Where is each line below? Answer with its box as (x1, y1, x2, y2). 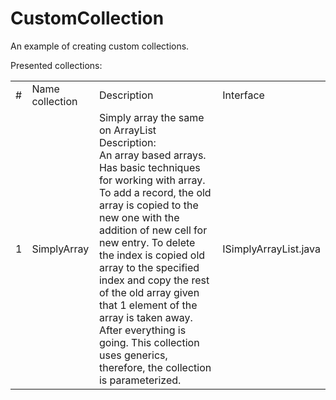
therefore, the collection (98, 360, 212, 374)
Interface (222, 88, 265, 102)
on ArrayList (98, 123, 157, 137)
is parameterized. (98, 373, 182, 387)
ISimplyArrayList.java (222, 242, 321, 256)
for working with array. (98, 173, 206, 187)
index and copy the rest (98, 273, 210, 287)
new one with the (98, 210, 180, 224)
